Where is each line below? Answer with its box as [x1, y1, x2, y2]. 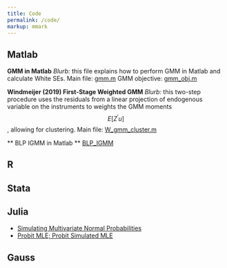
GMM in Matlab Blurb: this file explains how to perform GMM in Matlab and [7, 67, 221, 75]
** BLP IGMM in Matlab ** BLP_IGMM [7, 139, 114, 147]
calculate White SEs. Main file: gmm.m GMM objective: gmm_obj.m [7, 74, 197, 83]
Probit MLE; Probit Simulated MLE [17, 231, 113, 240]
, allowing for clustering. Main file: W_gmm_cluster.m [7, 125, 157, 134]
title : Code [7, 10, 41, 17]
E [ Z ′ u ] [107, 114, 125, 123]
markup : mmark [7, 23, 48, 30]
